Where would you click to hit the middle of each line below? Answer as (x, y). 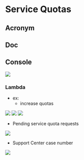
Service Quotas (38, 9)
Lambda (15, 87)
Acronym (20, 28)
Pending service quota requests (46, 124)
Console (19, 62)
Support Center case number (43, 143)
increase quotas (37, 103)
